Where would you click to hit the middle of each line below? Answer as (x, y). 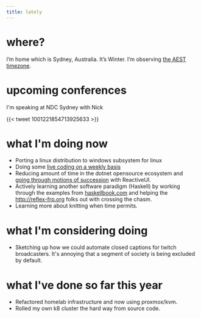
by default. (29, 261)
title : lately (24, 12)
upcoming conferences (66, 90)
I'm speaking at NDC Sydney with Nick (55, 107)
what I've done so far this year (84, 285)
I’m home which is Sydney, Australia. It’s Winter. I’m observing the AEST (96, 59)
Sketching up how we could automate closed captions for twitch (96, 247)
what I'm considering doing (77, 230)
